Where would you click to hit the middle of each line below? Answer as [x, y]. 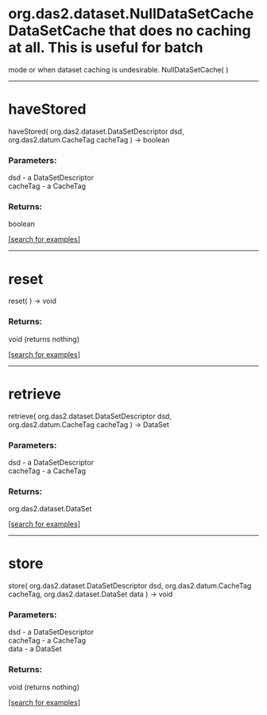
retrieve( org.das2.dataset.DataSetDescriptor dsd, [90, 416]
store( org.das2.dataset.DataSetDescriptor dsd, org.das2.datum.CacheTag [130, 586]
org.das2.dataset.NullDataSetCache [131, 14]
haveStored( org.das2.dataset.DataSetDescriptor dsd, [96, 131]
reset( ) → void [33, 301]
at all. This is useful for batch [106, 48]
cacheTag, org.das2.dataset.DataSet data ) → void [91, 594]
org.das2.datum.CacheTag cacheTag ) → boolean [89, 139]
